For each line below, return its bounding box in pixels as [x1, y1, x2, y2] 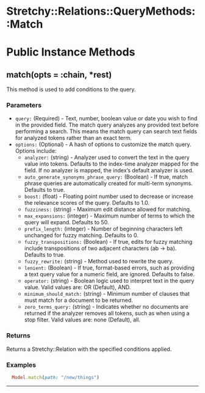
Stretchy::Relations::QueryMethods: [6, 4, 196, 18]
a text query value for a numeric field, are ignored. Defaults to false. [24, 271, 195, 278]
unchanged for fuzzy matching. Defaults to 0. [24, 232, 138, 239]
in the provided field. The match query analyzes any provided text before [15, 121, 199, 129]
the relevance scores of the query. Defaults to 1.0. [24, 199, 149, 207]
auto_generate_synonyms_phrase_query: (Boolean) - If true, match [24, 173, 188, 181]
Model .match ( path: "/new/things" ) [12, 375, 99, 381]
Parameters [6, 101, 41, 109]
